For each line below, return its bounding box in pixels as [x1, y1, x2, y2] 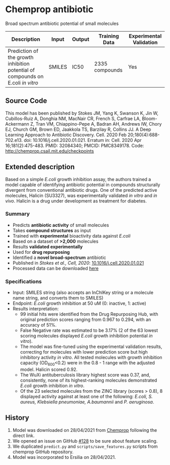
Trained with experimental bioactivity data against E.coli [12, 232, 131, 239]
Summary [5, 210, 30, 217]
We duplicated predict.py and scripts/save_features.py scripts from [12, 443, 158, 449]
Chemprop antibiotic [5, 4, 94, 15]
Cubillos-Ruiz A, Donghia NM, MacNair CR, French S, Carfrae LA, [5, 115, 141, 122]
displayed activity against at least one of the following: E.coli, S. [20, 393, 153, 399]
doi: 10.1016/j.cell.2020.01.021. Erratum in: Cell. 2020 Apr [23, 137, 142, 143]
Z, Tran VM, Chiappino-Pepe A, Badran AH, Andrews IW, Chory [30, 121, 162, 127]
